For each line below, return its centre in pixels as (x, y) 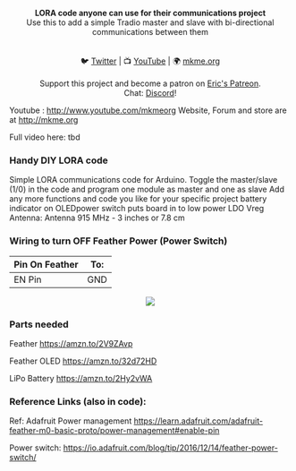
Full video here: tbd (45, 137)
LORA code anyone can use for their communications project (150, 13)
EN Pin (28, 279)
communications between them (150, 32)
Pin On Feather (46, 264)
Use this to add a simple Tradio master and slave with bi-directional (150, 22)
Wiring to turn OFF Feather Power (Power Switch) (118, 241)
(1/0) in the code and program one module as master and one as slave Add (147, 189)
